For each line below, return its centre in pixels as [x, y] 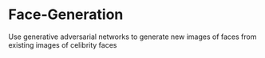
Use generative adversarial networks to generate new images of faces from [132, 37]
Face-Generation [66, 15]
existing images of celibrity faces [63, 44]
